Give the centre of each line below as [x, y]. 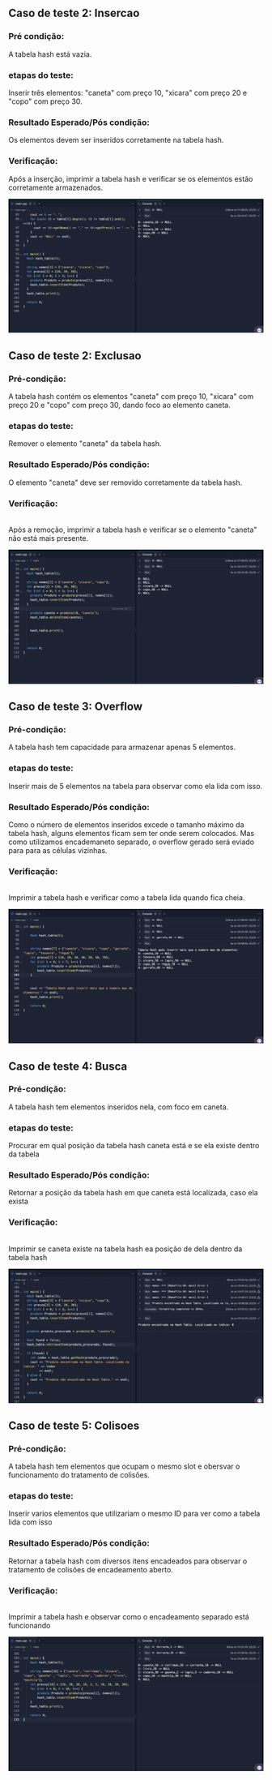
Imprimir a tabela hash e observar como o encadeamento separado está [129, 1617]
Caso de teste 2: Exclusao [75, 356]
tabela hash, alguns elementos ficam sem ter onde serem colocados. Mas [132, 834]
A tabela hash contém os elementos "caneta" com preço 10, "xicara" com [131, 397]
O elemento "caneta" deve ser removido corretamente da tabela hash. [125, 483]
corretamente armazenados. [56, 187]
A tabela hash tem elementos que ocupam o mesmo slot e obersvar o [124, 1466]
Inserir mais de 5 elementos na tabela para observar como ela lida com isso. [136, 786]
